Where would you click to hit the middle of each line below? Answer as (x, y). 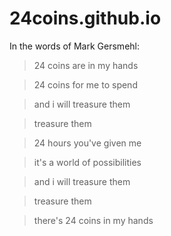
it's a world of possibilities (87, 162)
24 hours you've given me (87, 143)
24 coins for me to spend (85, 84)
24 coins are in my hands (86, 65)
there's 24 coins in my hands (93, 220)
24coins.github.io (85, 18)
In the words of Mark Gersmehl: (74, 46)
